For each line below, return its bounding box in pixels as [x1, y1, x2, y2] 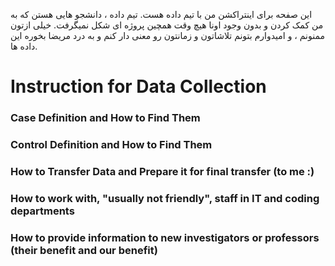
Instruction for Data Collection [10, 75, 267, 98]
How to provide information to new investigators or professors [10, 230, 320, 244]
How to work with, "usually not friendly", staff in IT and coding [10, 191, 320, 205]
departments [10, 204, 75, 218]
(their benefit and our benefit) [10, 243, 158, 257]
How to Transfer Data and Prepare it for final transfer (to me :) [10, 164, 315, 178]
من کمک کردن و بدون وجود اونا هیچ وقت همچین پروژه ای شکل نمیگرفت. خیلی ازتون [10, 19, 324, 31]
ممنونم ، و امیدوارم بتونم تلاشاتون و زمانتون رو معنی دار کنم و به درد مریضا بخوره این [10, 30, 326, 41]
